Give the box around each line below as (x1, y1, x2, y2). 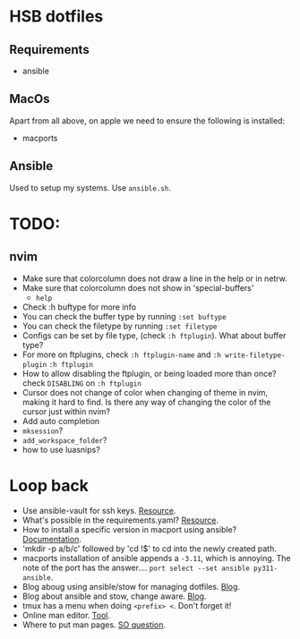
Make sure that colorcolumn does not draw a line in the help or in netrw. (21, 273, 288, 284)
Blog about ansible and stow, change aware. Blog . (21, 591, 207, 601)
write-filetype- (225, 351, 286, 360)
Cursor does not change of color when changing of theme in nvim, (21, 387, 269, 397)
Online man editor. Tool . (21, 609, 110, 620)
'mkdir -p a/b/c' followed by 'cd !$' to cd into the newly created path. (21, 543, 278, 554)
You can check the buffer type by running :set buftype (21, 311, 227, 321)
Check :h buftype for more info (21, 302, 137, 312)
